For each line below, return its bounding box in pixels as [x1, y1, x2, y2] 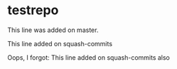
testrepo [7, 2, 59, 18]
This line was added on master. [7, 26, 99, 34]
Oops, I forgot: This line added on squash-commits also [7, 53, 171, 62]
